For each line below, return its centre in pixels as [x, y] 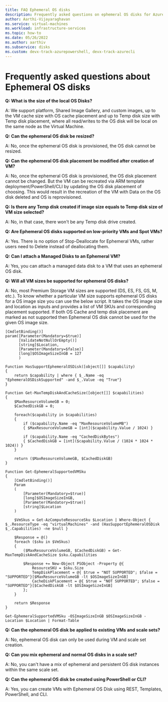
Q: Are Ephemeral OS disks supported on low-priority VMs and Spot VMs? [84, 232]
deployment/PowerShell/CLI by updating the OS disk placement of [73, 187]
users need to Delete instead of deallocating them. [57, 247]
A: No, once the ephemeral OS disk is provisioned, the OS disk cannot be [80, 146]
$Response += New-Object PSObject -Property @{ [73, 564]
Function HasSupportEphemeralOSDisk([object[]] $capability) [70, 367]
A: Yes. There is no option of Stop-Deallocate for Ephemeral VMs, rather [79, 241]
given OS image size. [27, 323]
